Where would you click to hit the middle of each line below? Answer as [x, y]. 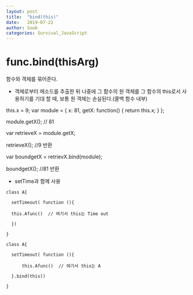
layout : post [22, 11]
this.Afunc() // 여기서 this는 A [61, 266]
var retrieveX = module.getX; [41, 133]
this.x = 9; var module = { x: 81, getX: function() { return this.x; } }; [85, 110]
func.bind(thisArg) [53, 62]
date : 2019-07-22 [30, 22]
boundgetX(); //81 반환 [33, 169]
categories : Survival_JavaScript [47, 33]
